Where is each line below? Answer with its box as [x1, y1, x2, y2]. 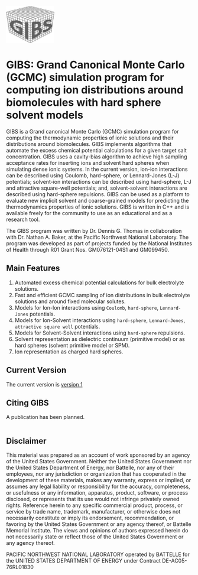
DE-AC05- [161, 557, 187, 564]
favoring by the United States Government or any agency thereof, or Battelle [6, 521, 191, 528]
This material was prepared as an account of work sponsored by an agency [6, 451, 190, 459]
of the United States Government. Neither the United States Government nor [6, 458, 192, 465]
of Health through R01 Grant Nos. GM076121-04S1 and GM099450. [6, 246, 170, 253]
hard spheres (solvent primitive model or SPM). [14, 342, 130, 349]
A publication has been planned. [6, 414, 85, 421]
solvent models [6, 109, 84, 122]
